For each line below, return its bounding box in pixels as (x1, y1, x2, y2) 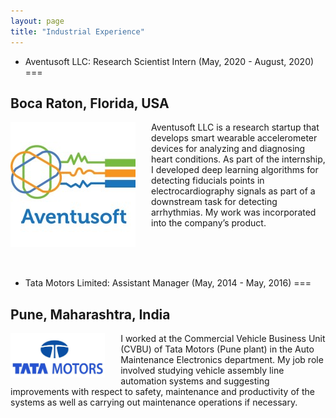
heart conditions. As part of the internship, (151, 153, 326, 165)
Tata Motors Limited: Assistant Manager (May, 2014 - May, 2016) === (24, 277, 312, 289)
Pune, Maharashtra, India (10, 306, 171, 323)
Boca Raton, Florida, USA (10, 95, 170, 112)
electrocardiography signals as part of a (151, 185, 316, 197)
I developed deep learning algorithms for (151, 164, 319, 176)
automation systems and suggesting (120, 375, 270, 387)
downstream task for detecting (151, 196, 278, 208)
